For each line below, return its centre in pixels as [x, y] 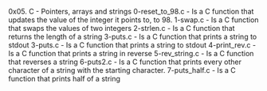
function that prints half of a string [65, 79]
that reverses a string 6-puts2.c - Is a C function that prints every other [125, 62]
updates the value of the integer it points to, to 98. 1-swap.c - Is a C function [133, 20]
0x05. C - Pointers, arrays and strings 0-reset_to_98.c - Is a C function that [131, 11]
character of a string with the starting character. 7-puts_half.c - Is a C [122, 70]
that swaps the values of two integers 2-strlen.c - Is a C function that [122, 28]
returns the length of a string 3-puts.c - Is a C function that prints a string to [133, 36]
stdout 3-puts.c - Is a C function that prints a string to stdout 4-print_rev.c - [132, 45]
